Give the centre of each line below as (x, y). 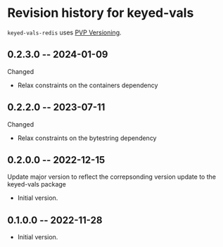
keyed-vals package (37, 184)
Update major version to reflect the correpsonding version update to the (112, 177)
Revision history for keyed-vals (101, 13)
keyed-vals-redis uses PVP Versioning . (64, 32)
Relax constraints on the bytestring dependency (87, 138)
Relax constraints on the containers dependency (88, 85)
